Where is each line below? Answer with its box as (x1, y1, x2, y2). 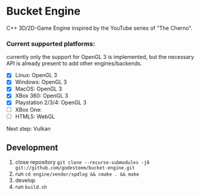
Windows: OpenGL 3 (15, 78, 67, 86)
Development (6, 143, 59, 153)
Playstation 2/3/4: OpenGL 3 (15, 99, 87, 106)
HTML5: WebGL (15, 112, 56, 120)
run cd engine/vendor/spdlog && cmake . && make (15, 170, 139, 177)
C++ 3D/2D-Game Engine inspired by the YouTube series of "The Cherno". (6, 24, 193, 32)
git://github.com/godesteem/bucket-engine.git (15, 165, 135, 171)
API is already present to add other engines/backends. (6, 60, 142, 67)
